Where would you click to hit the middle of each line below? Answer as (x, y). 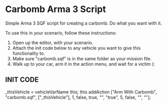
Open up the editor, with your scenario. (53, 42)
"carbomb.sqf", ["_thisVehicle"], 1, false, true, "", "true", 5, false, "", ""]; (78, 97)
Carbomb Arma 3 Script (56, 9)
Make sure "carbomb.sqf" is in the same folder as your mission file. (82, 58)
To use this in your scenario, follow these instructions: (61, 33)
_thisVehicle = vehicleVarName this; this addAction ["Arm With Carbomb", (81, 92)
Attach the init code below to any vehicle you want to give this (76, 48)
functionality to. (29, 53)
